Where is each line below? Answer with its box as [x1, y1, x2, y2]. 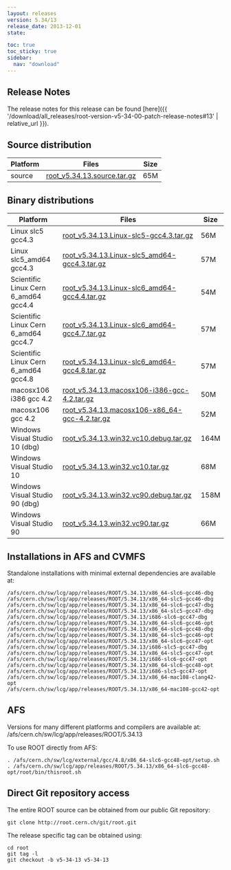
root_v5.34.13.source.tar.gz [45, 171, 136, 181]
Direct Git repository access [7, 787, 130, 799]
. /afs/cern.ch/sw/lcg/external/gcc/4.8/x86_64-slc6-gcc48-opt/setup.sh [7, 757, 220, 763]
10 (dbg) [10, 442, 40, 452]
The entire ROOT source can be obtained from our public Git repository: [7, 805, 211, 814]
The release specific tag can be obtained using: [7, 831, 142, 839]
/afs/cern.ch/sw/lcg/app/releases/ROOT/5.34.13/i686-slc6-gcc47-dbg [7, 613, 208, 620]
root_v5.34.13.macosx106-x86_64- [62, 405, 183, 415]
